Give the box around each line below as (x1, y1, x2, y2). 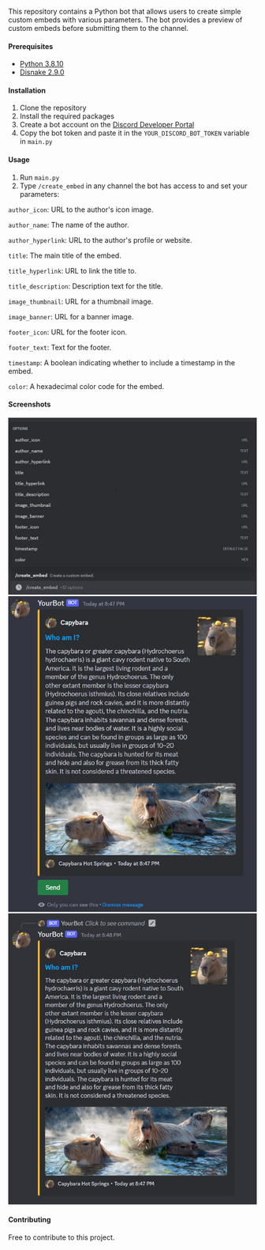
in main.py (19, 137, 53, 146)
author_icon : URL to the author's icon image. (8, 205, 154, 214)
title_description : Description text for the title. (8, 281, 163, 291)
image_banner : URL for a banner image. (8, 312, 134, 321)
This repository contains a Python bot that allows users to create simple (8, 7, 241, 16)
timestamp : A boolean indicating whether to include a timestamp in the (8, 357, 235, 367)
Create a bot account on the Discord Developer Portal (19, 120, 195, 130)
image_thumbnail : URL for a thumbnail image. (8, 296, 154, 306)
